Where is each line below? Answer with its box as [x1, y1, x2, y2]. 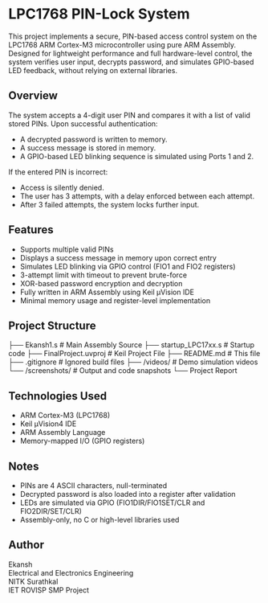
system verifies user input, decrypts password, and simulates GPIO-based [8, 57, 254, 67]
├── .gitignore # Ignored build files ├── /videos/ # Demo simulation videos [8, 357, 258, 367]
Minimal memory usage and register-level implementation [19, 295, 211, 306]
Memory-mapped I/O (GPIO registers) [19, 436, 145, 446]
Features [8, 223, 54, 237]
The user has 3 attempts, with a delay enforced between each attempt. [19, 191, 255, 201]
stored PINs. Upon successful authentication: [8, 118, 158, 129]
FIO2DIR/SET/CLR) [19, 507, 83, 515]
